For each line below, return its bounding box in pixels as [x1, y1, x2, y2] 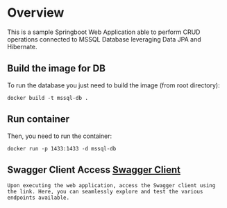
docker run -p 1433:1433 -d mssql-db [7, 145, 117, 152]
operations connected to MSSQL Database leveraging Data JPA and [7, 35, 201, 43]
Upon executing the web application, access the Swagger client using [7, 182, 216, 189]
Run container [7, 113, 70, 125]
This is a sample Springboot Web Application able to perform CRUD [7, 28, 201, 36]
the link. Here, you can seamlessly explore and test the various [7, 189, 203, 196]
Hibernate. [7, 42, 37, 51]
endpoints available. [7, 194, 70, 202]
